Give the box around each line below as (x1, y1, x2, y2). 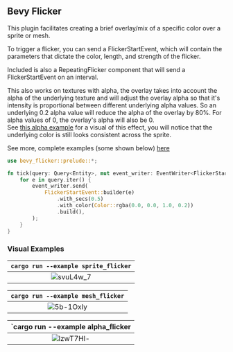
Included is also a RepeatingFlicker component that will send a (7, 65, 186, 73)
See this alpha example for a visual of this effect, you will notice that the (7, 123, 213, 131)
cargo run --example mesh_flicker (10, 292, 125, 300)
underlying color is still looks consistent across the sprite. (7, 130, 172, 139)
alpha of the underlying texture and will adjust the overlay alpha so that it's (7, 94, 221, 102)
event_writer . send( (32, 183, 89, 190)
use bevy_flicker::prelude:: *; (7, 157, 98, 164)
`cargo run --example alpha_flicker (10, 322, 132, 331)
